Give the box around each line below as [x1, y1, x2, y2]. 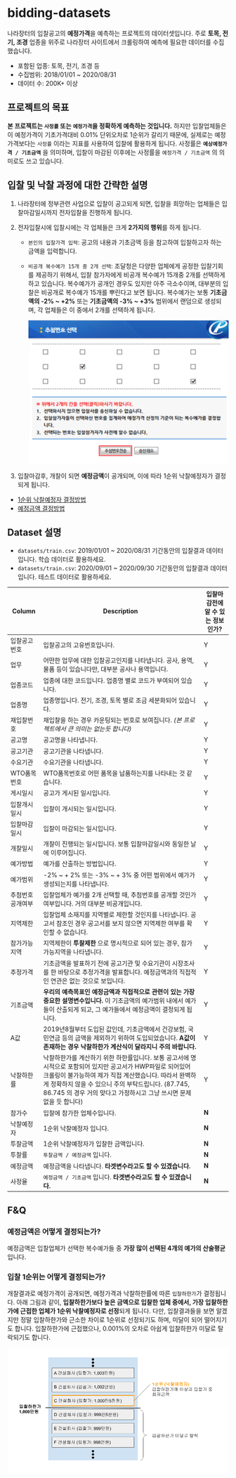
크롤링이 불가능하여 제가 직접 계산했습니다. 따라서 [43, 1071, 178, 1080]
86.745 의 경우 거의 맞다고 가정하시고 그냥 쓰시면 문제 [43, 1089, 192, 1097]
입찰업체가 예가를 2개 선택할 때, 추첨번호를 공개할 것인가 [43, 890, 197, 898]
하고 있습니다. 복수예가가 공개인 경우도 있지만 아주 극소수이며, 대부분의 [27, 279, 221, 287]
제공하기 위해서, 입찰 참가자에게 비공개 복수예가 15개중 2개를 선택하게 [35, 270, 226, 279]
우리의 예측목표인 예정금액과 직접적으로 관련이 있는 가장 [43, 987, 195, 995]
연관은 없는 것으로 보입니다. [50, 976, 126, 985]
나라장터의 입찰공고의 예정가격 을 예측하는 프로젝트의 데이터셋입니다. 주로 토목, [7, 29, 221, 37]
